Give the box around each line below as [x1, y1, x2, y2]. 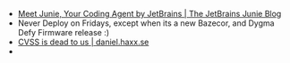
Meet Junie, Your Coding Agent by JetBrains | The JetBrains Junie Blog [17, 9, 282, 19]
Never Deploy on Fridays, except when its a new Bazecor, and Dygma [17, 18, 275, 28]
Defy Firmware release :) [17, 28, 110, 37]
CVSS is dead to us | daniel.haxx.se [17, 36, 149, 47]
